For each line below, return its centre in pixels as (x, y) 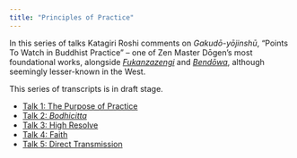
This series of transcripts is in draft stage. (86, 88)
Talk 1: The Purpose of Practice (80, 106)
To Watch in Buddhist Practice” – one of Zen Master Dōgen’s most (131, 52)
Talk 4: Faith (45, 134)
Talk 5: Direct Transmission (72, 144)
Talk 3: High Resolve (60, 125)
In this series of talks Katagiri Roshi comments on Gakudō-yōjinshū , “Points (149, 43)
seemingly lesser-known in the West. (78, 71)
